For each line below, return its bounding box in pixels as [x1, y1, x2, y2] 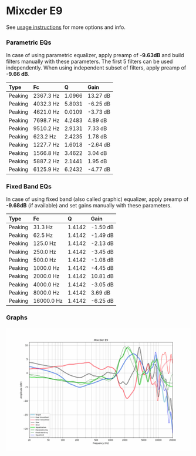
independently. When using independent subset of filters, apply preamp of [6, 64, 187, 71]
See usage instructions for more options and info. [6, 24, 126, 31]
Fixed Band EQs [6, 182, 52, 190]
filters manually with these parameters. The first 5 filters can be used [6, 58, 173, 65]
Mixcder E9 [6, 4, 63, 18]
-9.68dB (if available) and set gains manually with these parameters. [6, 202, 172, 209]
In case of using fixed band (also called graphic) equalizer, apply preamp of [6, 196, 189, 203]
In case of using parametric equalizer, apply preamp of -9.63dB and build [6, 52, 184, 59]
